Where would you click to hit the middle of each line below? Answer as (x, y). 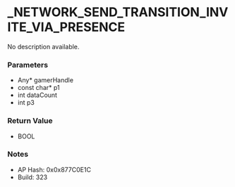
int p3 (26, 103)
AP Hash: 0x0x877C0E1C (54, 169)
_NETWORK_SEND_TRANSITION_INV (118, 12)
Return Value (30, 121)
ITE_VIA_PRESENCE (66, 27)
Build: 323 (32, 177)
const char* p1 (38, 88)
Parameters (28, 65)
